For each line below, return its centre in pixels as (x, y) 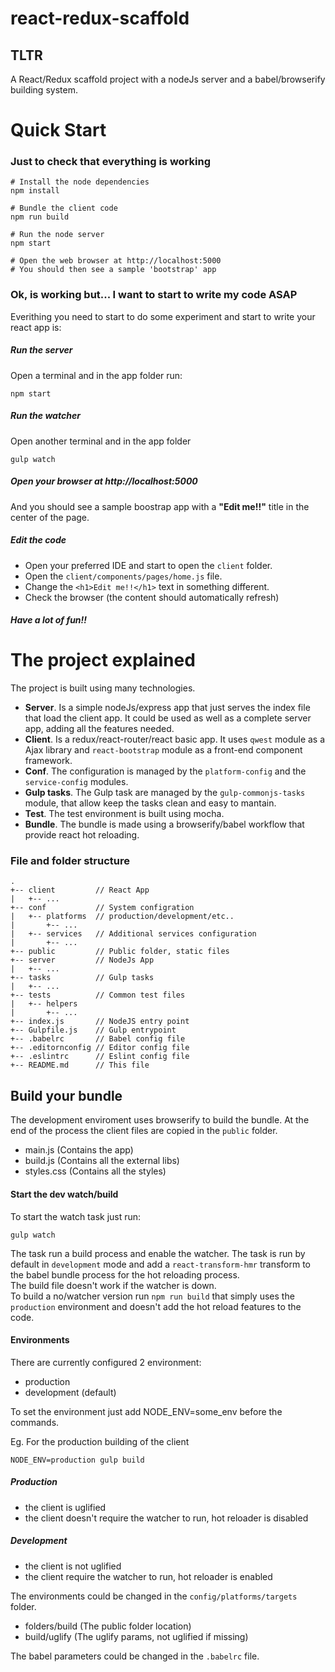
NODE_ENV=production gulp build (77, 1460)
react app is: (36, 327)
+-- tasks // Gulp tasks (82, 978)
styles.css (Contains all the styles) (95, 1171)
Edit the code (38, 540)
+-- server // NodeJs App (82, 960)
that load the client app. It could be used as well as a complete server (168, 718)
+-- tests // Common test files (98, 995)
